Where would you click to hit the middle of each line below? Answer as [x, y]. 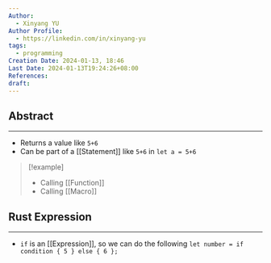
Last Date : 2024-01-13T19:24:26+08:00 [73, 69]
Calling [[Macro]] [69, 191]
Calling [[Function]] [72, 183]
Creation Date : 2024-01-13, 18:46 [67, 61]
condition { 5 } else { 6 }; [69, 252]
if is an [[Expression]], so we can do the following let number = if [132, 244]
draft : [19, 83]
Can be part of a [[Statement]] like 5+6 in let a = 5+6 [108, 152]
